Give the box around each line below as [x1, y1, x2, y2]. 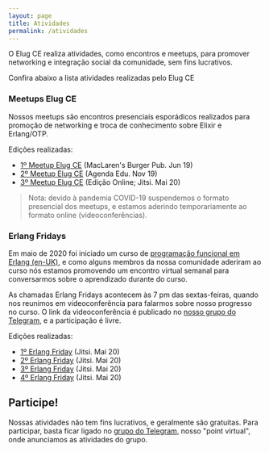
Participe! [8, 396, 59, 410]
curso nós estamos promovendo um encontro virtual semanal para [8, 266, 230, 275]
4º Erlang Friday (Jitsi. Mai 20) [19, 372, 122, 382]
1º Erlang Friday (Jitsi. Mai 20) [19, 346, 120, 356]
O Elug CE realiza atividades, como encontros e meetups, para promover [8, 49, 250, 59]
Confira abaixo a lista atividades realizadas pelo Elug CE [8, 73, 195, 83]
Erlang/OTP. [8, 128, 48, 138]
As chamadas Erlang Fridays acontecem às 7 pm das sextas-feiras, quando [8, 290, 259, 299]
